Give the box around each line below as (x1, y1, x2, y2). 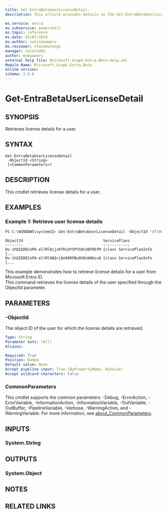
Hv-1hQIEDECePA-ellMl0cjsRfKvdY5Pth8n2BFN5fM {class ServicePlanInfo (5, 247, 153, 252)
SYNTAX (5, 140, 33, 149)
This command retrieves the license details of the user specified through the (5, 279, 162, 286)
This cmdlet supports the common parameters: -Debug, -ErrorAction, (5, 394, 148, 400)
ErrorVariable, (5, 400, 34, 406)
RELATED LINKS (5, 502, 56, 511)
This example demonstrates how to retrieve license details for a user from (5, 269, 157, 275)
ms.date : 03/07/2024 (5, 35, 48, 40)
